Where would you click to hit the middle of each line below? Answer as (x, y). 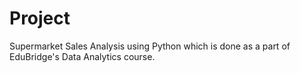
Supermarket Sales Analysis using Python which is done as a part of (150, 46)
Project (40, 18)
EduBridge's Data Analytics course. (82, 56)
